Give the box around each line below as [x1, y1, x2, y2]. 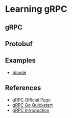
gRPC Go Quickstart [12, 102, 53, 108]
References [5, 84, 41, 92]
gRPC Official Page [12, 97, 51, 103]
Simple [12, 69, 26, 75]
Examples [5, 57, 36, 65]
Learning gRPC [5, 3, 68, 15]
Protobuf [5, 39, 33, 48]
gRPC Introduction [12, 107, 50, 113]
